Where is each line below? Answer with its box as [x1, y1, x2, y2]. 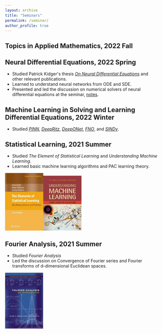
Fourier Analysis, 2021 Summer [5, 240, 102, 248]
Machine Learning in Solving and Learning [5, 106, 135, 114]
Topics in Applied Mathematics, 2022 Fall [5, 42, 133, 50]
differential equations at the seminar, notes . [12, 92, 99, 97]
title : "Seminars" [5, 13, 42, 18]
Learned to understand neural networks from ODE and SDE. [12, 81, 132, 87]
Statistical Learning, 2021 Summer [5, 140, 112, 148]
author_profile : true [5, 23, 49, 28]
